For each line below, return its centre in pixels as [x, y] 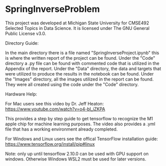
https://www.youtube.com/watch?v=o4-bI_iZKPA [55, 109]
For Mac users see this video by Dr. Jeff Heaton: [55, 103]
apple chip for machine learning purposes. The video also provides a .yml [80, 124]
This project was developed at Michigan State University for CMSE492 [77, 23]
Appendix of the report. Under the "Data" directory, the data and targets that [83, 69]
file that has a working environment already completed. [61, 129]
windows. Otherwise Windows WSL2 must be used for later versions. [76, 159]
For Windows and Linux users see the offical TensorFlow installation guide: [82, 139]
